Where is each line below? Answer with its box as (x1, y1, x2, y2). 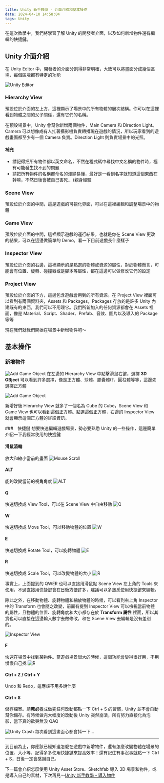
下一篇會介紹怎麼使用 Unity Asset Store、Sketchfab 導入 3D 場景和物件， (5, 766, 153, 772)
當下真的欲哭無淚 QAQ (13, 718, 59, 724)
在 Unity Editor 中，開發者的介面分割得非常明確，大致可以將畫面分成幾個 (5, 66, 151, 72)
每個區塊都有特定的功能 (13, 72, 61, 78)
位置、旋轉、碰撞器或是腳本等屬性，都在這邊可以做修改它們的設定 (18, 268, 150, 274)
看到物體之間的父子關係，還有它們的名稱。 (5, 112, 91, 118)
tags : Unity (5, 16, 29, 21)
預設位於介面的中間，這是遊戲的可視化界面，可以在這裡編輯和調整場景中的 (5, 201, 155, 207)
